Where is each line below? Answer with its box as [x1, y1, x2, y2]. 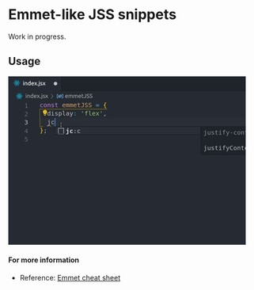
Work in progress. [8, 32, 66, 41]
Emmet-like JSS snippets [8, 6, 176, 24]
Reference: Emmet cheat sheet [19, 273, 121, 282]
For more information [8, 255, 80, 265]
